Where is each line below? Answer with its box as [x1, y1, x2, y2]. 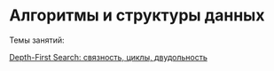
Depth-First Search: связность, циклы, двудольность [9, 51, 208, 62]
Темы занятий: [9, 35, 65, 45]
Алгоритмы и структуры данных [9, 5, 265, 26]
